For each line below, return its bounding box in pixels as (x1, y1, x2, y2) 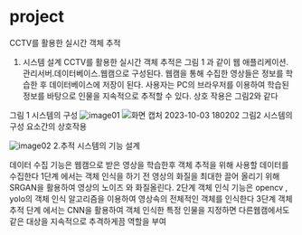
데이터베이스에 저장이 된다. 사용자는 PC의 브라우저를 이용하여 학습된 (49, 79, 289, 89)
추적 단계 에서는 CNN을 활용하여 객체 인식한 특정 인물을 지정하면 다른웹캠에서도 (9, 204, 290, 215)
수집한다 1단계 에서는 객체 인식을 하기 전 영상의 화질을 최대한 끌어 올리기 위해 (9, 170, 280, 182)
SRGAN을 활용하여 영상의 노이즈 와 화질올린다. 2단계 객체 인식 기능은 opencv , (9, 182, 288, 193)
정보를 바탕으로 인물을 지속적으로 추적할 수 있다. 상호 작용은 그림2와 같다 (22, 90, 278, 101)
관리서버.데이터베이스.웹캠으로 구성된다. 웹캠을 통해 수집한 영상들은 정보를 (22, 68, 284, 79)
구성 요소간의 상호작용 (9, 120, 88, 132)
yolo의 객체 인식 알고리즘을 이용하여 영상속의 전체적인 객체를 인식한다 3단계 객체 (9, 193, 293, 204)
